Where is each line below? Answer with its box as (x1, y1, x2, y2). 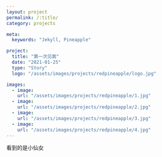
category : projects (6, 20, 56, 26)
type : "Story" (12, 65, 48, 71)
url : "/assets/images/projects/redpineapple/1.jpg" (17, 92, 151, 99)
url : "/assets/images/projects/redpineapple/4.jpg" (17, 127, 151, 133)
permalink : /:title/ (6, 15, 59, 21)
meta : (6, 31, 20, 37)
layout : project (6, 9, 48, 15)
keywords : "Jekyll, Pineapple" (12, 37, 91, 43)
